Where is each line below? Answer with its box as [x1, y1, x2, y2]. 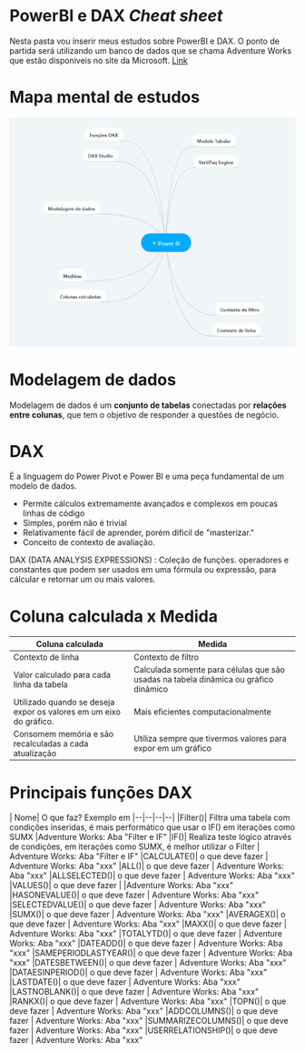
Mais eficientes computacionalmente [133, 706, 272, 717]
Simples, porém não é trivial [22, 518, 127, 529]
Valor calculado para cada [13, 669, 112, 680]
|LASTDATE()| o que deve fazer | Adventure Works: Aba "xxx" [9, 977, 241, 987]
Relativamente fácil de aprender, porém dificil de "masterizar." [22, 527, 255, 538]
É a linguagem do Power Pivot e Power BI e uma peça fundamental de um [9, 471, 284, 482]
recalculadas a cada [13, 738, 89, 749]
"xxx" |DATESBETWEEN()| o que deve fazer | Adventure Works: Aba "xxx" [9, 957, 287, 968]
